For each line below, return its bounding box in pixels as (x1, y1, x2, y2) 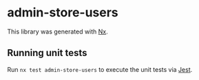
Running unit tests (7, 47, 87, 59)
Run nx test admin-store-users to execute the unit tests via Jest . (7, 65, 193, 73)
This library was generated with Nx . (7, 27, 108, 36)
